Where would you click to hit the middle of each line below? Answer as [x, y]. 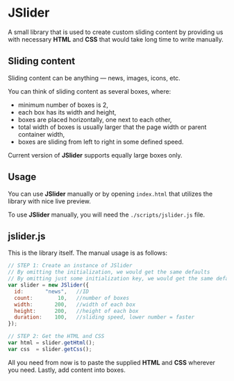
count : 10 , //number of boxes [72, 298]
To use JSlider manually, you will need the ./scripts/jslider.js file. [107, 214]
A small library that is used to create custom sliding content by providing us [116, 32]
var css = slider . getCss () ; [50, 349]
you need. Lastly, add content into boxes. [67, 370]
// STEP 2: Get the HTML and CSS [56, 337]
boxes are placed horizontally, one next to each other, [95, 119]
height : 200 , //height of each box [76, 311]
